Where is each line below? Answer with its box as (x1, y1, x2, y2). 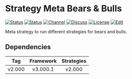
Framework (29, 57, 57, 64)
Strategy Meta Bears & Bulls (5, 3, 122, 14)
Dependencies (5, 43, 51, 52)
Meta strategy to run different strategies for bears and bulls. (5, 28, 127, 34)
